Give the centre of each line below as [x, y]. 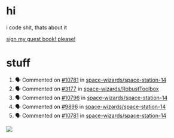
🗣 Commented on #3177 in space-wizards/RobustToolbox [87, 89]
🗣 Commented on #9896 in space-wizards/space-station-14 [90, 106]
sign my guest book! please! [41, 39]
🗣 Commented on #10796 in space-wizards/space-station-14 [91, 98]
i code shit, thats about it [37, 27]
